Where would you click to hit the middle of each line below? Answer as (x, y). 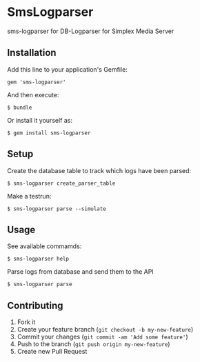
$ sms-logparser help (38, 259)
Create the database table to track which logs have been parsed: (99, 170)
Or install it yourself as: (40, 120)
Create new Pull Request (52, 352)
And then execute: (33, 94)
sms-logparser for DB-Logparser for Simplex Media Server (91, 31)
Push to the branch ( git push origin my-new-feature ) (93, 344)
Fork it (26, 322)
